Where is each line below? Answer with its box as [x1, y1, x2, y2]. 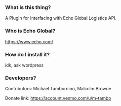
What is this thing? [5, 4, 51, 11]
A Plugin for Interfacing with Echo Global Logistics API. [5, 15, 117, 21]
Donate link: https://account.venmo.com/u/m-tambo [5, 95, 111, 101]
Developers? [5, 74, 37, 81]
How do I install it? [5, 51, 50, 58]
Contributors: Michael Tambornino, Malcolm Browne [5, 86, 112, 92]
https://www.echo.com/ [5, 38, 53, 44]
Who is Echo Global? [5, 28, 56, 35]
